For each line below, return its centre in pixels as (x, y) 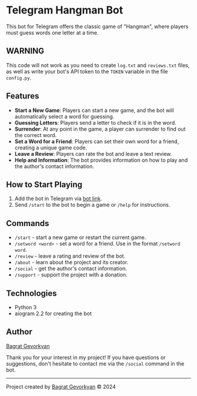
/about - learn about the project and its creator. (72, 262)
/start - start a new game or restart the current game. (80, 237)
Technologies (32, 293)
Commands (28, 223)
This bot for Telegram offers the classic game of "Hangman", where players (97, 26)
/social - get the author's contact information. (71, 269)
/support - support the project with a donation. (71, 275)
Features (23, 96)
